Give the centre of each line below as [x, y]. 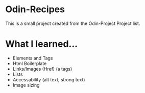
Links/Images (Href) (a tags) [42, 69]
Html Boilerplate [30, 63]
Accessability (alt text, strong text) [49, 79]
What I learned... [42, 44]
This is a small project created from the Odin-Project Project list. [73, 23]
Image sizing [26, 85]
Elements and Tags [33, 58]
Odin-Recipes [35, 9]
